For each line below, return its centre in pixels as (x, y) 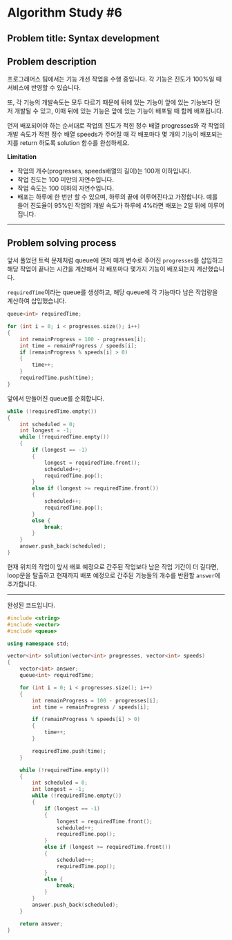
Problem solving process (62, 243)
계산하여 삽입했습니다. (37, 301)
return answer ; (41, 923)
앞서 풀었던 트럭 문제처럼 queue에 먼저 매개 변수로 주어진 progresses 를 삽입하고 (115, 260)
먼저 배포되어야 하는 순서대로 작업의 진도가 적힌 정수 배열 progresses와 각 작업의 (116, 126)
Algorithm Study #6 (65, 13)
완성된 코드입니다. (31, 605)
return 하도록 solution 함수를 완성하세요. (75, 143)
